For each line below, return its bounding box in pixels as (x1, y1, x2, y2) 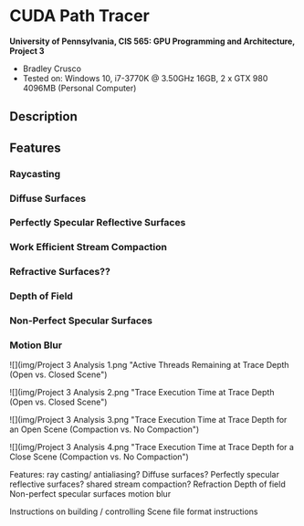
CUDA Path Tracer (9, 5, 151, 26)
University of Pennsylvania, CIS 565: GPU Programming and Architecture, (9, 36, 295, 47)
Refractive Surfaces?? (9, 266, 111, 279)
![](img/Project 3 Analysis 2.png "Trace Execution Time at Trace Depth (9, 387, 275, 398)
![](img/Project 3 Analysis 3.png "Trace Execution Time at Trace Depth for (9, 415, 288, 426)
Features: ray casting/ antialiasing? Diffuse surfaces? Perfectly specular (9, 469, 280, 480)
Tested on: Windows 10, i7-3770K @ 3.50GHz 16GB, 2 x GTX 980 (22, 72, 268, 83)
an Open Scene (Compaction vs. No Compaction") (9, 424, 200, 435)
